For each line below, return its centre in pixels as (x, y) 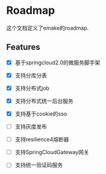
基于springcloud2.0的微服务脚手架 (58, 62)
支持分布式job (32, 88)
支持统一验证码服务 (39, 165)
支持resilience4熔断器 (42, 140)
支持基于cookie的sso (41, 114)
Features (23, 47)
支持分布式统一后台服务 (44, 101)
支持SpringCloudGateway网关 (52, 152)
